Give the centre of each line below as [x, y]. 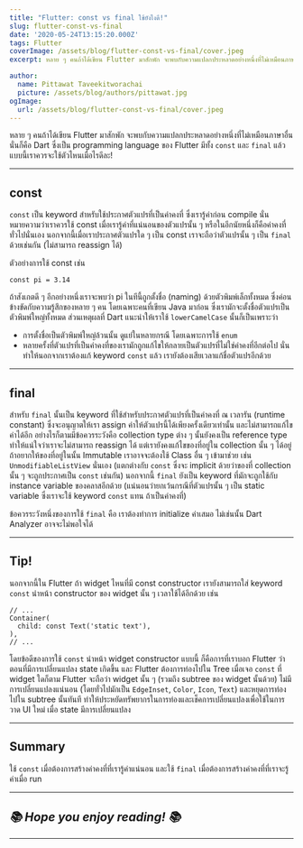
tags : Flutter [36, 43]
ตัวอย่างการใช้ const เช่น [47, 263]
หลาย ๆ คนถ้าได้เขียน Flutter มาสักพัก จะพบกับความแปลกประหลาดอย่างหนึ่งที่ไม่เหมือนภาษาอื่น [151, 135]
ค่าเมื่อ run [26, 779]
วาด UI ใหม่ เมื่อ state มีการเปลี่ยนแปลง [70, 709]
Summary [37, 747]
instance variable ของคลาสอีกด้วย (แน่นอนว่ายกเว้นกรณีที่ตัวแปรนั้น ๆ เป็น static [137, 485]
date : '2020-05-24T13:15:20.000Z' [74, 34]
